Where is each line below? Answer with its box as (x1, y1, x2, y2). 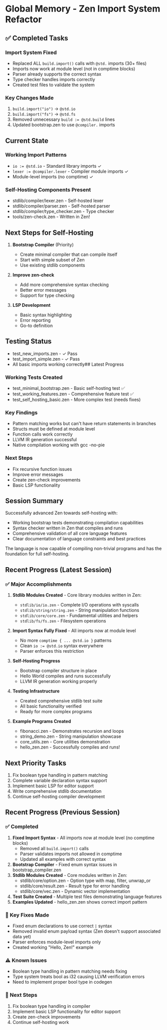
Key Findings (5, 409, 38, 416)
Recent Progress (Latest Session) (5, 565, 112, 574)
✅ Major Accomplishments (5, 580, 72, 587)
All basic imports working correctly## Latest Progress (12, 361, 124, 367)
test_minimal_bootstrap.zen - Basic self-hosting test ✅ (12, 385, 125, 391)
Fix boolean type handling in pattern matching (12, 772, 108, 778)
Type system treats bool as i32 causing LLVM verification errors (12, 974, 145, 980)
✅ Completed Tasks (5, 34, 69, 42)
